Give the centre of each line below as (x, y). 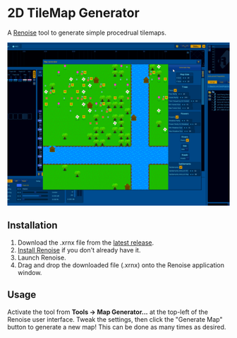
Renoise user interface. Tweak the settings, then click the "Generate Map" (115, 319)
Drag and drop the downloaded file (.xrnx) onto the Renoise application (121, 265)
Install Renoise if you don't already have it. (79, 250)
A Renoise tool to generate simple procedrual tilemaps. (87, 33)
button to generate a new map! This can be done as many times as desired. (117, 327)
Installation (32, 225)
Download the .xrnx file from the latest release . (85, 243)
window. (30, 272)
